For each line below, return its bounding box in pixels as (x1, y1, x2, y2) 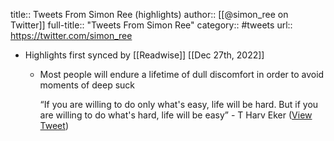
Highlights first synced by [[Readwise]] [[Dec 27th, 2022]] (24, 49, 265, 61)
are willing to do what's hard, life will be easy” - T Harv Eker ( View (39, 109, 313, 121)
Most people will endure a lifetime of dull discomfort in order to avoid (39, 69, 325, 80)
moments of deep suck (39, 79, 135, 91)
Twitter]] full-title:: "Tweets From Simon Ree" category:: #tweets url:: (10, 19, 293, 31)
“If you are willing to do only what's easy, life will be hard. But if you (39, 99, 319, 110)
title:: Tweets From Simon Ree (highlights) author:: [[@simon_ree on (10, 9, 289, 20)
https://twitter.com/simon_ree (10, 30, 133, 41)
